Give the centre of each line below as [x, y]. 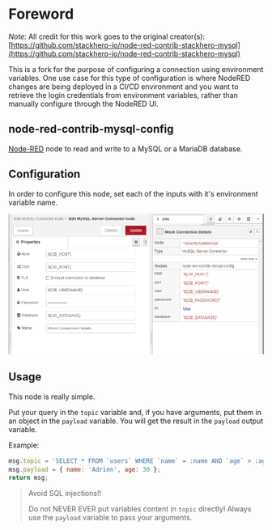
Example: [24, 445]
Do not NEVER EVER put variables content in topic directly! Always [140, 509]
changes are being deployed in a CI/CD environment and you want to [123, 87]
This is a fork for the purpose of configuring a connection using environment [136, 69]
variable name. [33, 202]
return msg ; [28, 478]
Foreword [41, 14]
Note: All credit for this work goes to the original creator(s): [106, 36]
